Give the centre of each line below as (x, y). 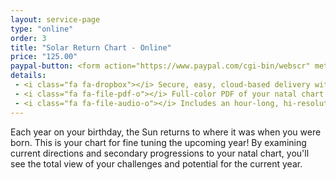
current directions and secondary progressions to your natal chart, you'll (160, 153)
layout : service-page (55, 19)
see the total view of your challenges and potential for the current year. (156, 163)
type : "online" (42, 29)
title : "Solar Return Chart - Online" (91, 47)
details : (28, 76)
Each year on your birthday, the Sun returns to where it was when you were (166, 132)
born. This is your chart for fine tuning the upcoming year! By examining (158, 142)
